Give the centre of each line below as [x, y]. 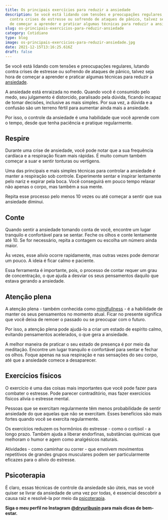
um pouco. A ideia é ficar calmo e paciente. [50, 261]
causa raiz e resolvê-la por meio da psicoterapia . [55, 498]
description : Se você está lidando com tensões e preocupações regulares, [85, 15]
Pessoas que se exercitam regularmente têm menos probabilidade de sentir [83, 408]
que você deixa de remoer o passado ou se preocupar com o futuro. [75, 319]
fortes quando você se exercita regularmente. [52, 419]
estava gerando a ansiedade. [35, 281]
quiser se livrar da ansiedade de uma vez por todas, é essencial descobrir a [83, 493]
